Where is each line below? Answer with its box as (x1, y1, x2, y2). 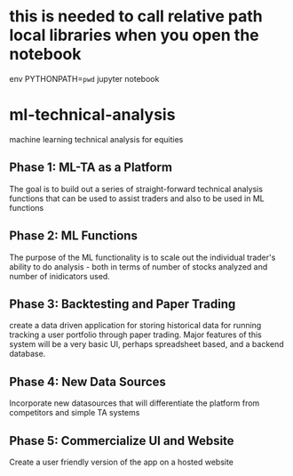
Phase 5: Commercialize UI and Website (9, 433, 234, 448)
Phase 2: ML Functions (9, 229, 138, 244)
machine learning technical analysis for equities (9, 133, 184, 144)
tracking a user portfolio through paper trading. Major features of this (9, 329, 262, 340)
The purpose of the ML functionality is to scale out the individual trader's (9, 252, 276, 262)
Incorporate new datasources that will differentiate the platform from (9, 398, 260, 408)
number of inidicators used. (9, 270, 111, 281)
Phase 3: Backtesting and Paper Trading (9, 296, 236, 311)
